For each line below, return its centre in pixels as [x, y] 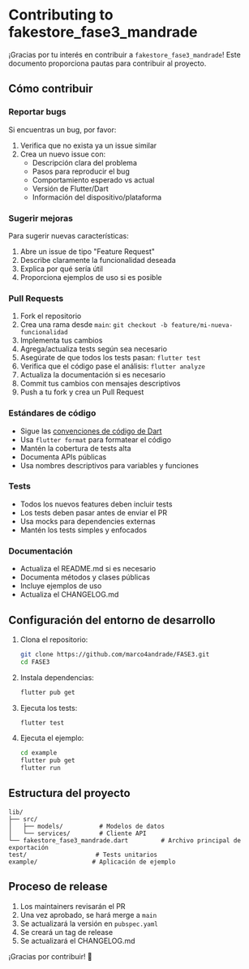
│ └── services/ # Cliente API [78, 833]
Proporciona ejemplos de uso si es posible [91, 277]
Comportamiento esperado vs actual [93, 179]
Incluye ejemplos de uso [61, 586]
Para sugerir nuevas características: [69, 235]
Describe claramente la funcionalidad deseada [98, 260]
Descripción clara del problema [85, 162]
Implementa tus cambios [61, 340]
